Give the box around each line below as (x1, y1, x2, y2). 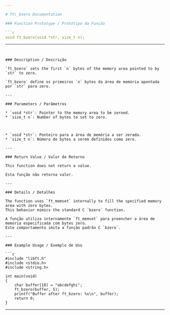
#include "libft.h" (5, 256, 47, 261)
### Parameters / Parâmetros (5, 101, 67, 107)
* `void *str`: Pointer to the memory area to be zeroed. (5, 111, 130, 116)
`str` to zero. (5, 71, 37, 76)
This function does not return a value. (5, 164, 92, 169)
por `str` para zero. (5, 84, 51, 89)
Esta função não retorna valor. (5, 172, 73, 177)
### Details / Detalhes (5, 190, 56, 195)
